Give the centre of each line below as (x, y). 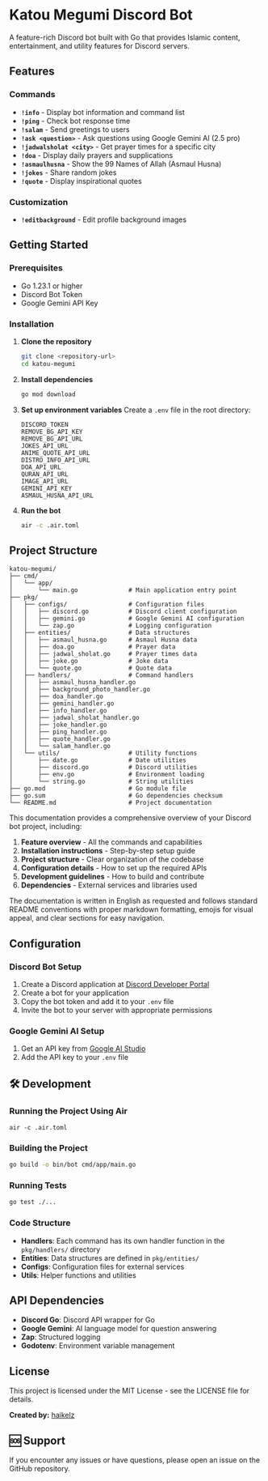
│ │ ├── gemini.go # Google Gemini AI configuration (127, 619)
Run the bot (41, 510)
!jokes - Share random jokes (69, 172)
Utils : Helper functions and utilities (78, 1275)
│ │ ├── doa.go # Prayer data (92, 647)
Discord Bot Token (52, 294)
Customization (39, 202)
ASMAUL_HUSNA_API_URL (57, 496)
